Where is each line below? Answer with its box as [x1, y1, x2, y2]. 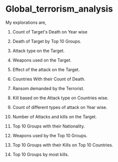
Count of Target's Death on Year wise [12, 29, 88, 35]
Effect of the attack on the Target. [12, 67, 80, 72]
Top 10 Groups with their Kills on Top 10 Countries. [12, 142, 113, 148]
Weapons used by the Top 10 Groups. [12, 132, 88, 138]
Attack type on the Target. [12, 48, 65, 54]
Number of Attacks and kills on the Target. [12, 113, 97, 120]
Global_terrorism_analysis [5, 3, 113, 15]
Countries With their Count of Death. [12, 76, 86, 82]
